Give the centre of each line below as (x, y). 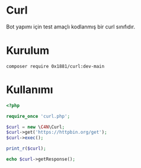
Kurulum (28, 51)
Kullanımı (30, 90)
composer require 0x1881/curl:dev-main (55, 66)
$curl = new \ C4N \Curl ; (36, 127)
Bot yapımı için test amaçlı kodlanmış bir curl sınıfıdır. (71, 27)
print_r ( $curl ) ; (26, 148)
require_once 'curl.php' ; (38, 116)
